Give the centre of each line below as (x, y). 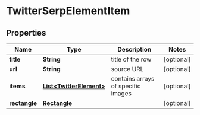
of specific (126, 86)
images (121, 93)
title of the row (131, 59)
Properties (26, 33)
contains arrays (133, 79)
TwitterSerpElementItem (68, 11)
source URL (127, 69)
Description (135, 49)
